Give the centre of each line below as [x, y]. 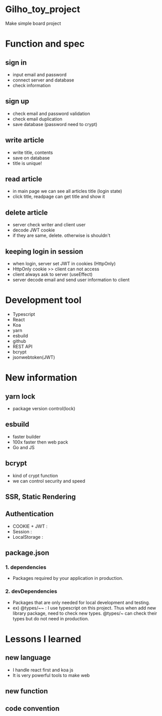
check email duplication [37, 119]
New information [41, 378]
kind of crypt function [35, 475]
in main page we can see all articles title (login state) [67, 191]
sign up [17, 102]
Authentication [30, 514]
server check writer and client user [49, 225]
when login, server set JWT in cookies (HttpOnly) [64, 264]
